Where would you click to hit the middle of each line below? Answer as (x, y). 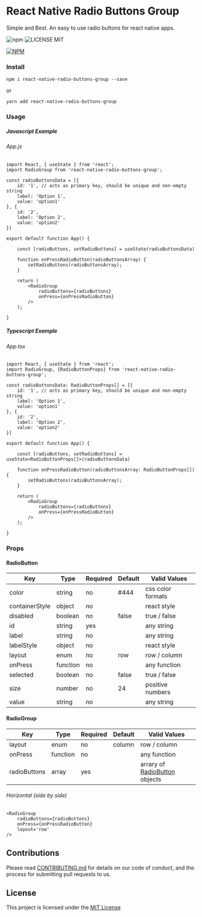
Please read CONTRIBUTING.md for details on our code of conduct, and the (100, 867)
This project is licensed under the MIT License (64, 907)
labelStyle (23, 645)
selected (22, 675)
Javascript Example (32, 131)
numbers (158, 692)
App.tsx (16, 346)
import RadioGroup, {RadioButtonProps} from (63, 369)
